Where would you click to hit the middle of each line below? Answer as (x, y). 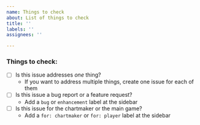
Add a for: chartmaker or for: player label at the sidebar (97, 115)
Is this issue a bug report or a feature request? (74, 95)
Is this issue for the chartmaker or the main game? (79, 108)
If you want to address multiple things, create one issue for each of (109, 82)
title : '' (19, 23)
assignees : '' (25, 35)
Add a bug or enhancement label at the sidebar (81, 102)
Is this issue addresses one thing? (58, 75)
